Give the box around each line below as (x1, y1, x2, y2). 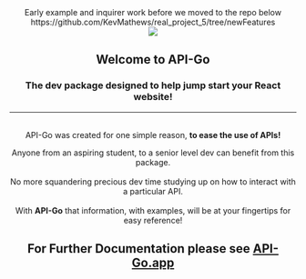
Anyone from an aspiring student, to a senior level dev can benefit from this (11, 147, 295, 158)
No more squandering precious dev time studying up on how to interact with (10, 175, 296, 187)
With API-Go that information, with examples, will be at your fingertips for (15, 204, 291, 215)
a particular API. (122, 185, 184, 196)
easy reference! (123, 214, 183, 225)
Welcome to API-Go (96, 52, 210, 67)
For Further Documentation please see (26, 241, 250, 256)
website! (133, 91, 173, 104)
